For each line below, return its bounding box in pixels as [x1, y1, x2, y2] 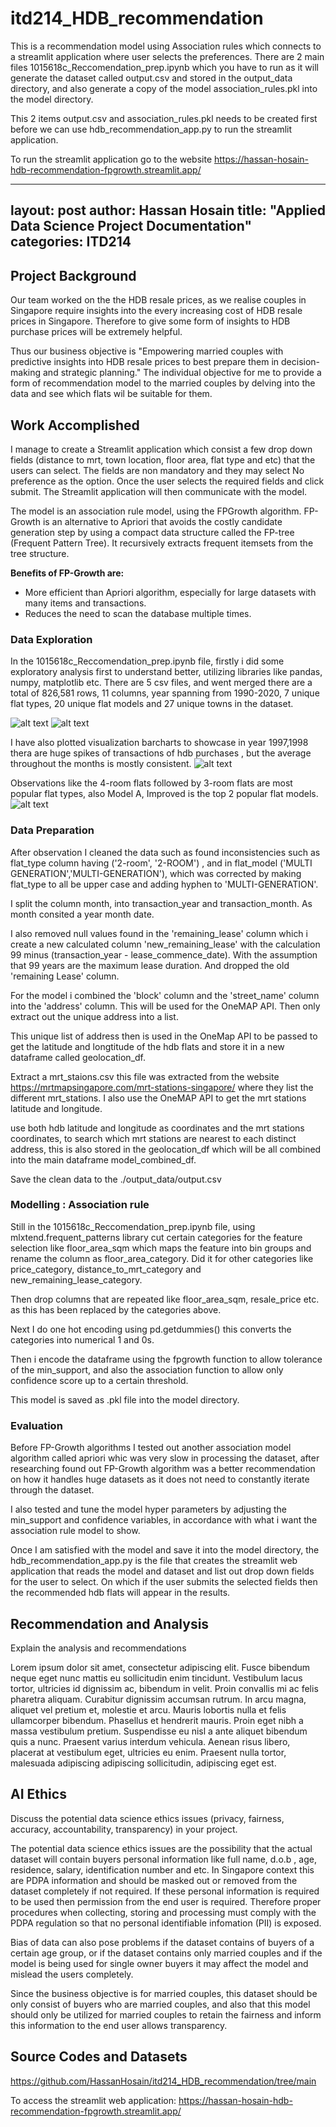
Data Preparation [10, 823, 95, 837]
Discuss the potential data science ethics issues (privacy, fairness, [10, 1812, 285, 1824]
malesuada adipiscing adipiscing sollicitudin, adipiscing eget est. [10, 1757, 277, 1769]
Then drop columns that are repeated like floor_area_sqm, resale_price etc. [10, 1293, 320, 1305]
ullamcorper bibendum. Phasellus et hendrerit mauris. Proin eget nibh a [10, 1714, 304, 1726]
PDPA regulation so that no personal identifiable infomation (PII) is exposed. [10, 1917, 322, 1929]
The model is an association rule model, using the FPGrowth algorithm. [10, 505, 302, 517]
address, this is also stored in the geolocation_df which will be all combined [10, 1143, 322, 1155]
